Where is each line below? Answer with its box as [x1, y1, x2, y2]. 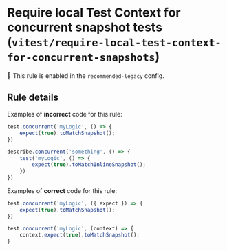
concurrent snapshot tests [7, 19, 163, 35]
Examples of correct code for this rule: [7, 186, 117, 194]
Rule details [7, 92, 58, 103]
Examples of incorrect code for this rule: [7, 110, 122, 118]
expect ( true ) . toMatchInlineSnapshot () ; [32, 161, 147, 168]
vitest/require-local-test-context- [11, 37, 221, 50]
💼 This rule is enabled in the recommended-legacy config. [7, 71, 165, 80]
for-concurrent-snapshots [7, 51, 155, 64]
